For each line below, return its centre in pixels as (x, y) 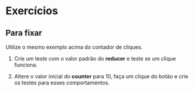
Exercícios (32, 11)
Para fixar (24, 33)
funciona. (26, 65)
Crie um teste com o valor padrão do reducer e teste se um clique (95, 58)
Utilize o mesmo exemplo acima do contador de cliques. (74, 47)
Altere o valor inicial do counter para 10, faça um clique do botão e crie (101, 76)
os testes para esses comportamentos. (62, 83)
